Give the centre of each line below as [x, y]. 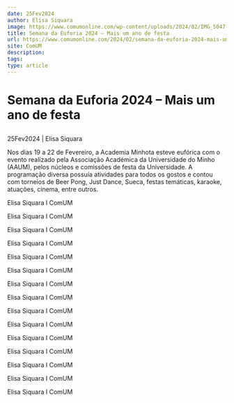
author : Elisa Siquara [40, 20]
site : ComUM [24, 46]
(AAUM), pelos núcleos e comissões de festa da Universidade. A [100, 167]
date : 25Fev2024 [31, 14]
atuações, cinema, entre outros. [53, 190]
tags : [15, 59]
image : [17, 26]
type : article [28, 66]
